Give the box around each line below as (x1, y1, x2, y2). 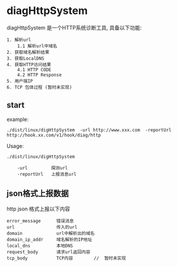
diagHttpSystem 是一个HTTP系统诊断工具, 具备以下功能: (6, 24, 142, 31)
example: (6, 116, 29, 123)
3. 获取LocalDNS (6, 56, 44, 61)
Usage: (6, 142, 24, 150)
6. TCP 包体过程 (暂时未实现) (6, 84, 72, 90)
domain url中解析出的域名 (6, 230, 95, 236)
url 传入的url (6, 224, 78, 230)
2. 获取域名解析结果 (6, 49, 50, 55)
